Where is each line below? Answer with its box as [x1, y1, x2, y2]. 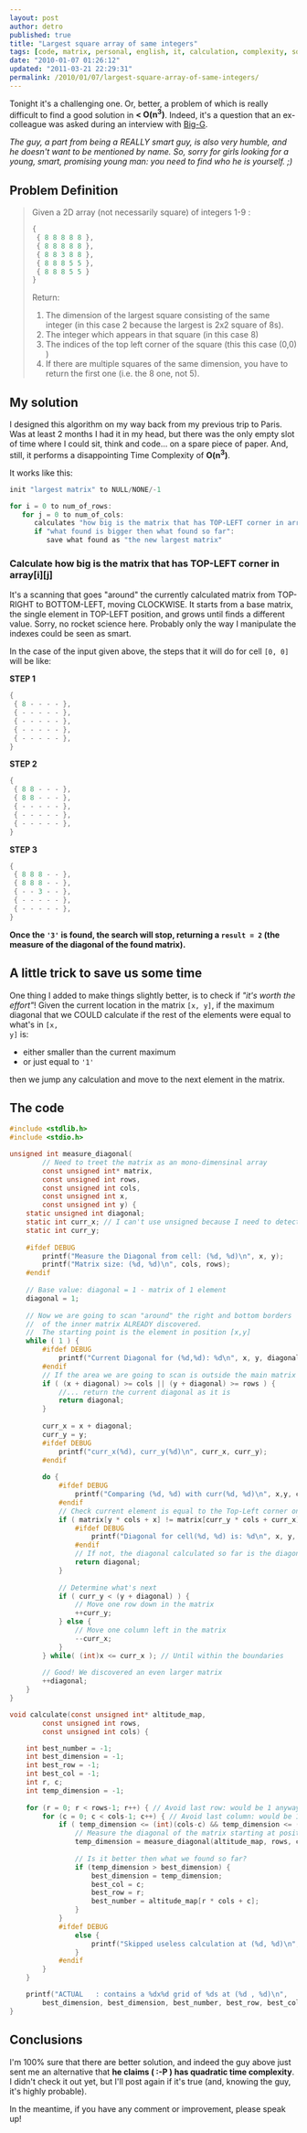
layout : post [9, 13, 59, 23]
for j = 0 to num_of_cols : [21, 509, 125, 520]
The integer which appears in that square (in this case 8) [45, 329, 259, 340]
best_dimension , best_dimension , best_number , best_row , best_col [42, 1998, 301, 2008]
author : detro [9, 22, 64, 31]
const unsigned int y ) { [42, 1200, 137, 1210]
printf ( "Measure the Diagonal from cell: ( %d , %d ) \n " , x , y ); [42, 1251, 284, 1260]
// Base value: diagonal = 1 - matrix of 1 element [26, 1286, 227, 1295]
